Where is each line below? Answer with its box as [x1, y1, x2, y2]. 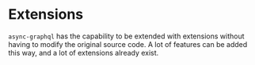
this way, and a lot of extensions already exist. [8, 48, 159, 57]
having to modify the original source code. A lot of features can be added [8, 39, 248, 49]
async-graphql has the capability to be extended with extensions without [8, 31, 245, 41]
